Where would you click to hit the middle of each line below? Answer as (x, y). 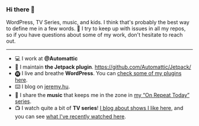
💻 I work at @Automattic (46, 59)
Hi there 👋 (21, 9)
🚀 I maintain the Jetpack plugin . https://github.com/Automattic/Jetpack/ (103, 67)
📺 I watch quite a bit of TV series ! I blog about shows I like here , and (99, 108)
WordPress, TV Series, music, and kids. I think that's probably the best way (98, 22)
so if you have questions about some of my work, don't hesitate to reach (94, 35)
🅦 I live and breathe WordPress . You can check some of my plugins (98, 73)
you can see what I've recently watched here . (70, 117)
